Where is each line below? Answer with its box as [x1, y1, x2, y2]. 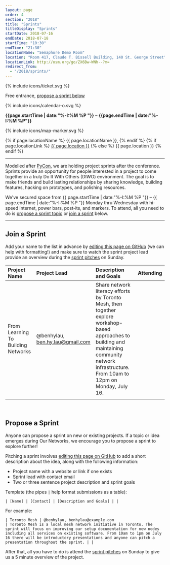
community [95, 351, 122, 358]
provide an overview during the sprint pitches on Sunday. [5, 254, 125, 260]
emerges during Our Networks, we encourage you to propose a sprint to [5, 437, 156, 444]
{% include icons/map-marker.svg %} [5, 128, 84, 134]
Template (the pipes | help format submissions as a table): [5, 489, 127, 495]
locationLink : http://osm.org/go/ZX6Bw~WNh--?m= [5, 59, 110, 65]
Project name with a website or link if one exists [12, 468, 112, 474]
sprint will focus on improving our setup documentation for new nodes [5, 526, 159, 531]
